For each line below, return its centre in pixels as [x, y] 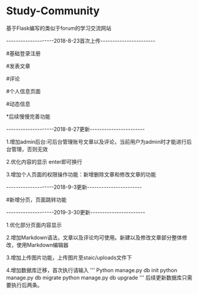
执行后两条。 [27, 285]
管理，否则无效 [29, 149]
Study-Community [53, 11]
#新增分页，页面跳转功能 [36, 200]
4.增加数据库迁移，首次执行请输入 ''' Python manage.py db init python [92, 270]
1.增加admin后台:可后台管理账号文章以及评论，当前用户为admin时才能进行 [96, 141]
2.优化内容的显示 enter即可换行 [44, 162]
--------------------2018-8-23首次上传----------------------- [81, 40]
